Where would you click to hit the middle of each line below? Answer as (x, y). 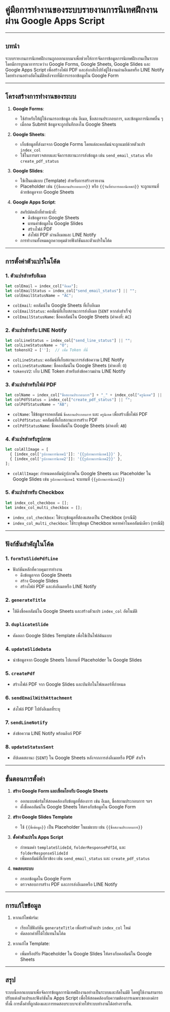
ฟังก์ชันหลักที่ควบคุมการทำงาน (37, 569)
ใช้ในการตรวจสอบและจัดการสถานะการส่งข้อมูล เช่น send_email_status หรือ (86, 155)
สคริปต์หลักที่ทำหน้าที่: (38, 212)
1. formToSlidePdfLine (32, 558)
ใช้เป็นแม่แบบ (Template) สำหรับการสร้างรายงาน (62, 180)
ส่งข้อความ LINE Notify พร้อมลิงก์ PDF (47, 733)
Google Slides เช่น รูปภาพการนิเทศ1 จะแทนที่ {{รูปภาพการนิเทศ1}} (69, 479)
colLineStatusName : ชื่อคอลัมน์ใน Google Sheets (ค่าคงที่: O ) (70, 365)
